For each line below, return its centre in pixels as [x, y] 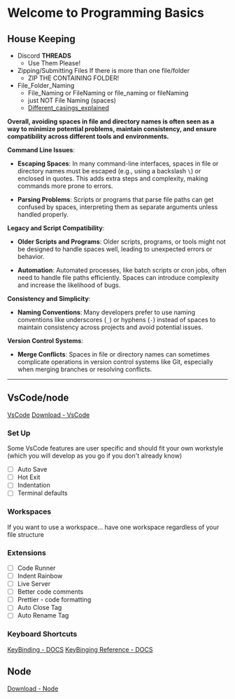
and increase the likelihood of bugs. [69, 285]
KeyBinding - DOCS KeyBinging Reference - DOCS [80, 649]
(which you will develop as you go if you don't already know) [95, 456]
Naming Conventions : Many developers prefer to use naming [106, 312]
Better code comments [50, 592]
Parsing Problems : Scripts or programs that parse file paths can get [115, 199]
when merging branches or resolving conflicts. [85, 369]
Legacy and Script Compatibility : [56, 228]
